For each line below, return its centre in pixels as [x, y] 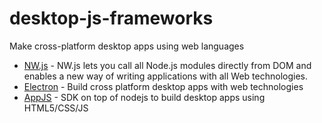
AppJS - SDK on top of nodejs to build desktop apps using [144, 97]
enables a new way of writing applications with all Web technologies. [165, 76]
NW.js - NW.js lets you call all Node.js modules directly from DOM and [167, 65]
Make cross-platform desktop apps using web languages [127, 46]
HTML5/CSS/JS [56, 108]
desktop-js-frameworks [111, 18]
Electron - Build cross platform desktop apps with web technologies [163, 86]
